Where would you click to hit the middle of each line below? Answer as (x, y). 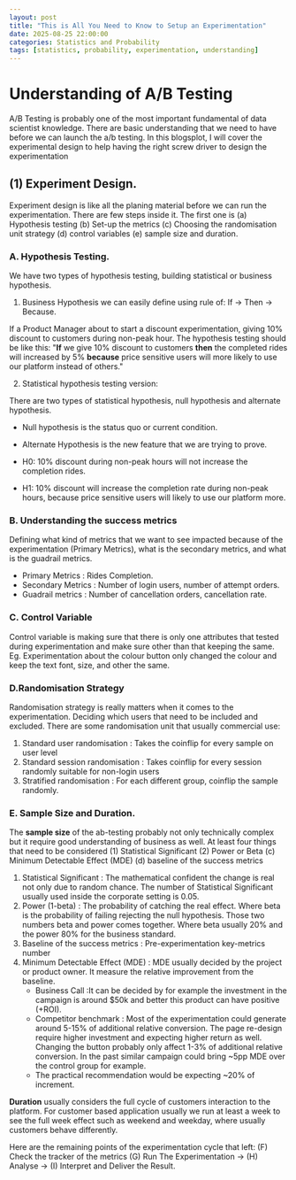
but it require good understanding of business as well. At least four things (143, 842)
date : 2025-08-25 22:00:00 (59, 34)
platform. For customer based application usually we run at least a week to (145, 1111)
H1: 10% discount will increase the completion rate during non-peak (145, 489)
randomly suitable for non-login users (91, 772)
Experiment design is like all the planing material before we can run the (138, 205)
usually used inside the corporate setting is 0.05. (110, 897)
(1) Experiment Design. (73, 184)
